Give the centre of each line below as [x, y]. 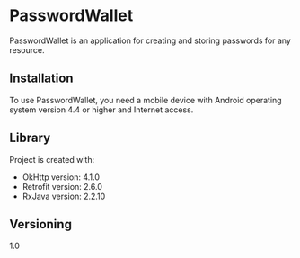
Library [30, 138]
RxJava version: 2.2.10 [64, 196]
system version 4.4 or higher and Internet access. [101, 110]
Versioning [40, 224]
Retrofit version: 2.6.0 [62, 186]
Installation [41, 79]
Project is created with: [52, 159]
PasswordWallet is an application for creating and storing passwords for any [150, 40]
